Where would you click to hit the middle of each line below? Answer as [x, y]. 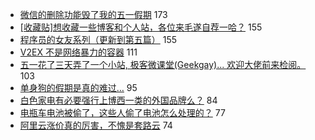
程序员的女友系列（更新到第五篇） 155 [98, 39]
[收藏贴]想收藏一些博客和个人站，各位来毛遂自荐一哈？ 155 [141, 27]
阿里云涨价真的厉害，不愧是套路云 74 [96, 125]
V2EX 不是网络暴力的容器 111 [78, 52]
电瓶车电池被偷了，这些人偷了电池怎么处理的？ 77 [122, 112]
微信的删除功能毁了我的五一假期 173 [93, 14]
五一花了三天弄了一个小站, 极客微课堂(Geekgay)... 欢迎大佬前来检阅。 [163, 64]
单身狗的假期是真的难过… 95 [78, 87]
